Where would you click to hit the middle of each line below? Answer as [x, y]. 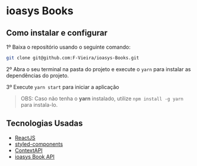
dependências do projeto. [38, 75]
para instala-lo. [39, 104]
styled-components [39, 144]
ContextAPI [28, 150]
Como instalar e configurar [57, 33]
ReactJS [25, 138]
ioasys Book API [35, 157]
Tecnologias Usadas [45, 124]
